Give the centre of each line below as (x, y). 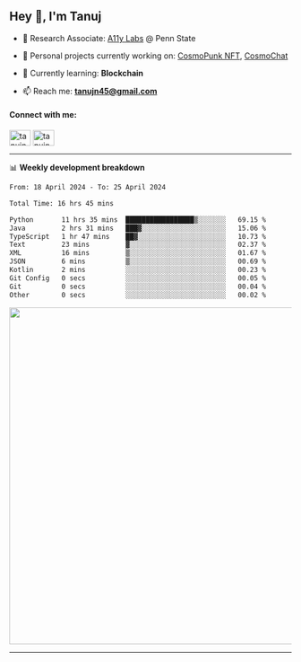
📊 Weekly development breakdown (77, 168)
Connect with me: (43, 115)
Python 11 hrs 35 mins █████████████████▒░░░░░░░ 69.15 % (138, 220)
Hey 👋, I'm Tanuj (56, 17)
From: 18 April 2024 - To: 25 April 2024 (88, 188)
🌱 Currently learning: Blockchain (83, 73)
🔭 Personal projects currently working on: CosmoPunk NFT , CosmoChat (155, 56)
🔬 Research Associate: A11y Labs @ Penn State (109, 38)
